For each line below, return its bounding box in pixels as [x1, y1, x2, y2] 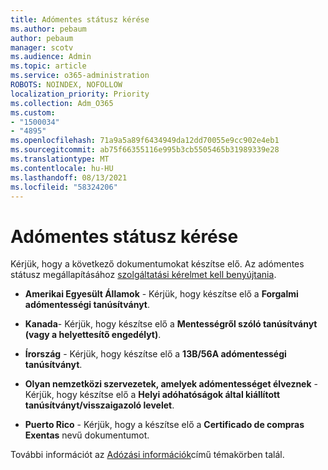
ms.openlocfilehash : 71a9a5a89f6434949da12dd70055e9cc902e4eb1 [10, 136, 280, 146]
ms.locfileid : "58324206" [10, 182, 118, 192]
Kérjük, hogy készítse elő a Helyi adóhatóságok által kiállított [24, 389, 281, 401]
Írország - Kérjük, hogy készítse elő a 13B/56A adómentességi [24, 348, 287, 360]
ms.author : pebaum [10, 24, 87, 34]
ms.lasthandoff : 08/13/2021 [10, 172, 128, 183]
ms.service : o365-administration [10, 71, 150, 81]
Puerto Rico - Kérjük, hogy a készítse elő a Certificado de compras [24, 419, 305, 431]
